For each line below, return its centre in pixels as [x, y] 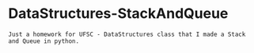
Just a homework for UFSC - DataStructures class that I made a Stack [127, 34]
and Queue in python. [44, 41]
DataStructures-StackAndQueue [118, 14]
